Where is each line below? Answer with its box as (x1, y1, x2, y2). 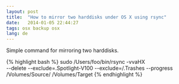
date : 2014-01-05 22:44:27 (6, 20, 79, 25)
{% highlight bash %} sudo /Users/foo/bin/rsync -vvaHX (6, 59, 146, 66)
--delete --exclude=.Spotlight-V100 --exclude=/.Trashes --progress (6, 64, 173, 72)
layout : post (6, 8, 39, 15)
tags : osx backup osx (6, 25, 60, 31)
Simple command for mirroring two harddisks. (6, 47, 119, 54)
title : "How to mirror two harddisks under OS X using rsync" (6, 14, 167, 20)
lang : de (6, 31, 28, 37)
